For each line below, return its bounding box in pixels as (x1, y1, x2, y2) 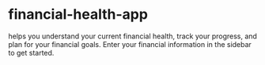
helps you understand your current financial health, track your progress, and (8, 31, 257, 41)
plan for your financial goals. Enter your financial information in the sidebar (8, 39, 252, 49)
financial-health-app (8, 5, 149, 23)
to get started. (8, 48, 55, 57)
